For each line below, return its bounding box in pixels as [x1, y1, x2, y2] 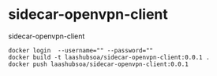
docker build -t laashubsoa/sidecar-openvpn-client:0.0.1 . [8, 53, 211, 61]
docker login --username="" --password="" [8, 46, 154, 54]
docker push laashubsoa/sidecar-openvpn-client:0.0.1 [8, 60, 189, 68]
